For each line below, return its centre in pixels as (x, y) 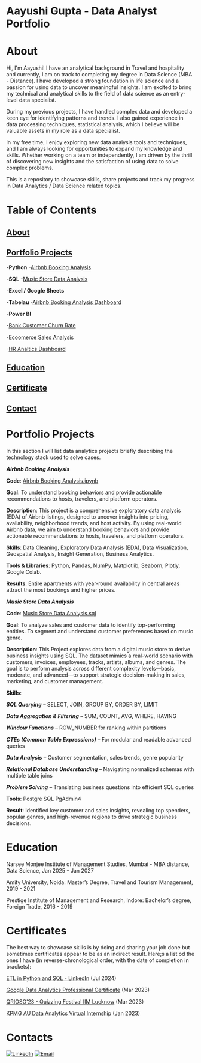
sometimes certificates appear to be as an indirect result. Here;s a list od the (100, 954)
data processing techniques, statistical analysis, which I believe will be (93, 124)
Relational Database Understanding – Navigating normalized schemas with (100, 769)
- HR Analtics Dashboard (36, 349)
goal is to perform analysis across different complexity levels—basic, (91, 668)
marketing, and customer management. (55, 681)
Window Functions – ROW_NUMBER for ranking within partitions (86, 728)
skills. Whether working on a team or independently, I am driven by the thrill (99, 155)
